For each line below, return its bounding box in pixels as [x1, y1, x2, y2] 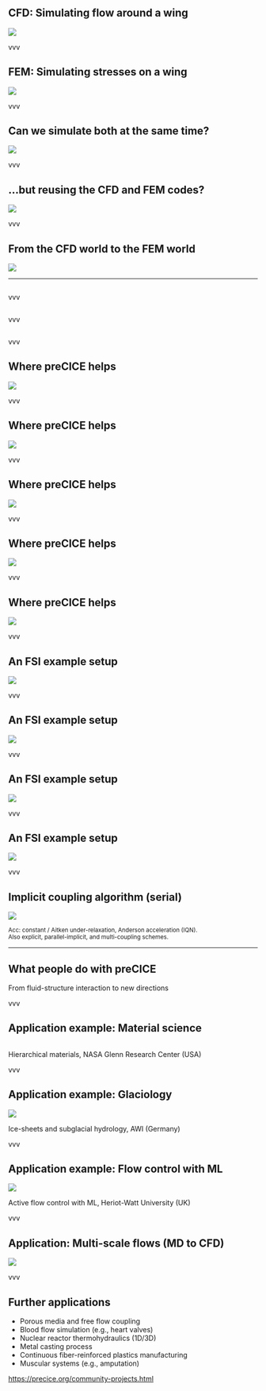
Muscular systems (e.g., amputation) [19, 1358, 140, 1368]
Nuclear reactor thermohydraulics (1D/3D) [19, 1333, 157, 1343]
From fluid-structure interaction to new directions [8, 983, 169, 993]
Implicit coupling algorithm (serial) [8, 890, 182, 904]
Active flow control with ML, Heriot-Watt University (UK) [8, 1198, 192, 1208]
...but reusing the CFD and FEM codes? [8, 183, 205, 197]
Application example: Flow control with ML [8, 1162, 223, 1176]
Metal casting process [19, 1342, 93, 1351]
